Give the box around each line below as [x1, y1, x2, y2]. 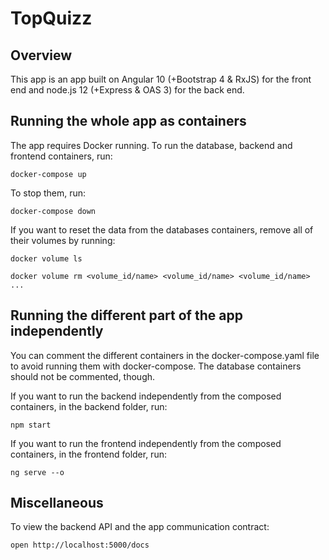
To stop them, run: [10, 187, 87, 199]
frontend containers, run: [10, 150, 113, 162]
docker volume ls [10, 253, 83, 264]
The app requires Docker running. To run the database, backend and [10, 139, 293, 151]
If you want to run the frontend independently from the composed [10, 437, 282, 449]
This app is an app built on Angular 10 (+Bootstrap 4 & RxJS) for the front [10, 73, 312, 85]
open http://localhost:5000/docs [10, 540, 150, 551]
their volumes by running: [10, 234, 116, 246]
